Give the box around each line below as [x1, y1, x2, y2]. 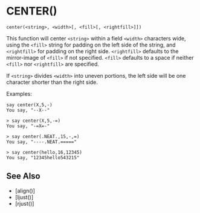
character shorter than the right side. [6, 78, 98, 86]
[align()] [15, 187, 35, 194]
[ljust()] [15, 193, 34, 200]
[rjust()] [15, 200, 34, 207]
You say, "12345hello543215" [6, 154, 80, 161]
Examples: [6, 90, 32, 97]
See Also [6, 171, 40, 182]
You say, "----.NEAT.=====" [6, 139, 77, 145]
